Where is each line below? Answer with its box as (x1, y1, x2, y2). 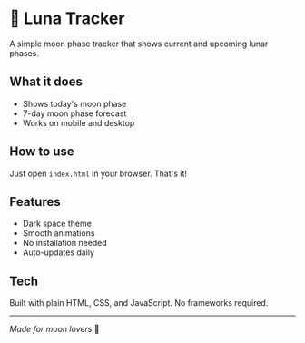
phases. (9, 47, 39, 58)
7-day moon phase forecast (22, 108, 127, 119)
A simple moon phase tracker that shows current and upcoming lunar (9, 38, 269, 49)
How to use (9, 144, 74, 160)
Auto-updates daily (22, 247, 95, 258)
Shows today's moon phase (22, 98, 127, 109)
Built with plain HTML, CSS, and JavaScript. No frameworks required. (9, 298, 269, 309)
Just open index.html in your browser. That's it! (9, 168, 188, 179)
